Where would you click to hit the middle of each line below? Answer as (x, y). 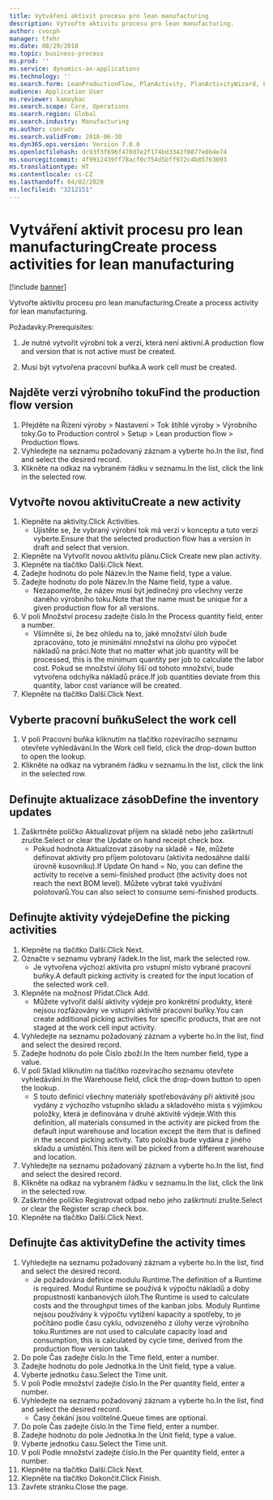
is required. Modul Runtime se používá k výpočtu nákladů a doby (141, 1288)
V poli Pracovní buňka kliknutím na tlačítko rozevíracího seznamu (129, 739)
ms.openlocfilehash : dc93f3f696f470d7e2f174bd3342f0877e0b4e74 (118, 152)
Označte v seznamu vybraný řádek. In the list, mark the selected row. (135, 958)
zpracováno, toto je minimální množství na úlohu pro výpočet (135, 642)
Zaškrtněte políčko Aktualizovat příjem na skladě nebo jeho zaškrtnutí (137, 831)
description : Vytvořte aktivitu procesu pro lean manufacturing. (122, 24)
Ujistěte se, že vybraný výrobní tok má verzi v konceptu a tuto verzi (145, 530)
